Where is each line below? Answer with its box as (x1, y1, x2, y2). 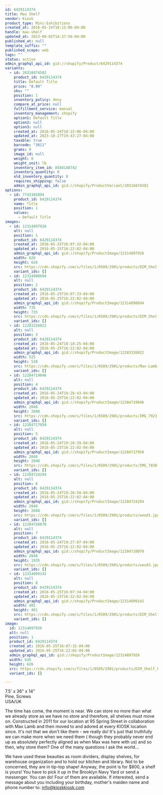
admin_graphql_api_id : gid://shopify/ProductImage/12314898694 (14, 301, 145, 305)
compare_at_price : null (14, 102, 62, 107)
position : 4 (14, 382, 38, 387)
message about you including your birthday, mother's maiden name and (5, 779, 149, 785)
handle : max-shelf (5, 30, 42, 34)
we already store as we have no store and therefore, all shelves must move (5, 713, 155, 719)
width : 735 (14, 305, 36, 310)
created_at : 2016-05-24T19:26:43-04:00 (14, 391, 95, 396)
